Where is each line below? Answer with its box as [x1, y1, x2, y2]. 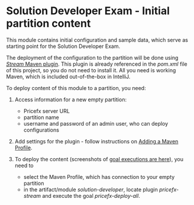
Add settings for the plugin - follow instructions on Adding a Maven [14, 137, 179, 145]
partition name [23, 114, 59, 121]
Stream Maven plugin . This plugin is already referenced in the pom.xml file [6, 60, 187, 68]
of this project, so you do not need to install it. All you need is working [6, 66, 176, 73]
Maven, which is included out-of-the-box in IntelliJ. [6, 73, 131, 80]
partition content [6, 17, 91, 30]
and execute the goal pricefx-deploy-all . [42, 192, 140, 199]
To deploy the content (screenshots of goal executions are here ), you [14, 155, 183, 162]
